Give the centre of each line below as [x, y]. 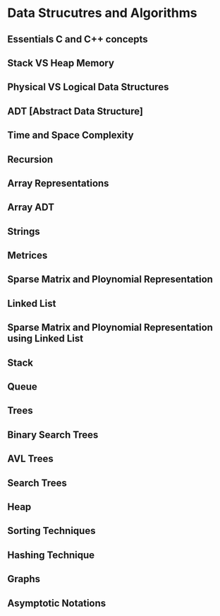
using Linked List [45, 338]
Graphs [24, 579]
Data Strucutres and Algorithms [102, 13]
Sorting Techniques [51, 531]
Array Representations [58, 183]
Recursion [30, 159]
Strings [24, 231]
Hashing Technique [51, 555]
